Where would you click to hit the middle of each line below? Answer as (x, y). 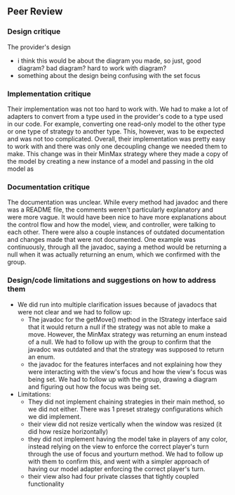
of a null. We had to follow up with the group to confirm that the (120, 342)
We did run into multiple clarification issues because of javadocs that (117, 304)
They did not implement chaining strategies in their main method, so (126, 401)
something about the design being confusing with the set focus (109, 75)
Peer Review (35, 12)
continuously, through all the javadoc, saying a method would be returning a (117, 247)
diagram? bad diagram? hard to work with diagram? (92, 68)
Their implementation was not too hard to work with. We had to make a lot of (118, 109)
